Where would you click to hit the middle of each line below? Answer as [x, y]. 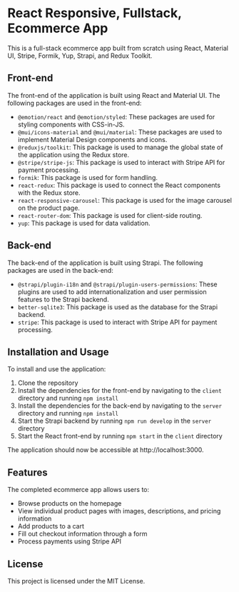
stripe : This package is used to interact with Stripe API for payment [117, 322]
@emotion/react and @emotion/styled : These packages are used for [116, 116]
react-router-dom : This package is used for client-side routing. [110, 215]
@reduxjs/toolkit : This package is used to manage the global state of [120, 147]
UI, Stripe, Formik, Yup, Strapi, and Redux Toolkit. [80, 56]
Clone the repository [48, 383]
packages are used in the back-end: [61, 270]
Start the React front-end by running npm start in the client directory [120, 436]
